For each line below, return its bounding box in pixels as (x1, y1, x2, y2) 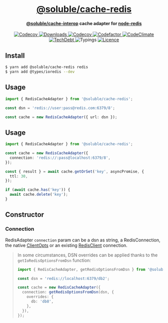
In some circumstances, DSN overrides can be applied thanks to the (17, 252, 158, 258)
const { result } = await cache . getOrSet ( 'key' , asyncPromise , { (5, 169, 144, 174)
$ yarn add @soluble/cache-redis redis (5, 65, 88, 70)
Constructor (5, 210, 44, 219)
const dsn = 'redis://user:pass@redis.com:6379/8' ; (5, 105, 115, 111)
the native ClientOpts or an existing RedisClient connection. (5, 242, 127, 248)
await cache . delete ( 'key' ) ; (9, 192, 68, 197)
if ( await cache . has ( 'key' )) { (5, 187, 70, 192)
